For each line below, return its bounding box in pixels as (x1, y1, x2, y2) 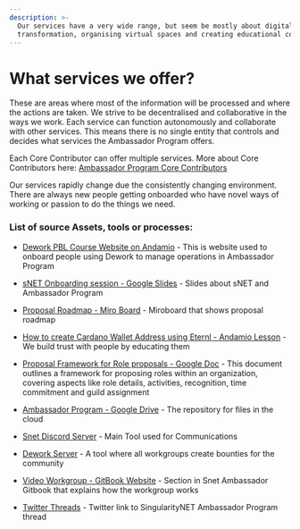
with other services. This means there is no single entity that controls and (9, 126, 279, 137)
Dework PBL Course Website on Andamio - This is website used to (21, 241, 268, 252)
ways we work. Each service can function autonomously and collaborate (9, 117, 277, 128)
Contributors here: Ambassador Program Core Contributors (9, 163, 228, 173)
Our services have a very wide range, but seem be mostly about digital (17, 21, 294, 30)
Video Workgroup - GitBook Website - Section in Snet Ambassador (21, 474, 269, 485)
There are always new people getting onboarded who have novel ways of (9, 189, 279, 200)
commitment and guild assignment (21, 386, 150, 398)
